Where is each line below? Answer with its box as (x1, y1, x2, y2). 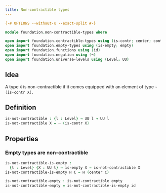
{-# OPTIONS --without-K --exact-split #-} (5, 21, 96, 26)
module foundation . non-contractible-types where (5, 30, 107, 35)
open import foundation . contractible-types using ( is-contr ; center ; (5, 39, 152, 43)
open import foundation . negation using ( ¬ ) (5, 52, 96, 57)
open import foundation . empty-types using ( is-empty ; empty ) (5, 43, 134, 48)
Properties (5, 134, 39, 143)
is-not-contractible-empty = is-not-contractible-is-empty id (5, 183, 136, 188)
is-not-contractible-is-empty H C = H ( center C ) (5, 170, 110, 175)
